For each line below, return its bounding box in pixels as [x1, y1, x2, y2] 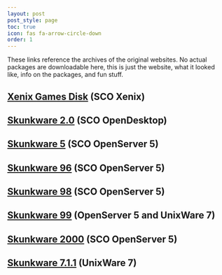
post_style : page [7, 17, 58, 24]
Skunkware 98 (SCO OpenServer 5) [7, 186, 165, 198]
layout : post [7, 10, 46, 17]
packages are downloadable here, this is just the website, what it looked [7, 63, 215, 71]
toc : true [7, 23, 36, 30]
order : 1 [7, 36, 33, 43]
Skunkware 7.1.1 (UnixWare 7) [7, 257, 137, 269]
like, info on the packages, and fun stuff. [7, 71, 124, 79]
